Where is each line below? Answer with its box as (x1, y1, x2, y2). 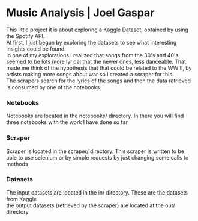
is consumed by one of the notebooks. (6, 83, 102, 90)
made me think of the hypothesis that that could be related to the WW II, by (6, 64, 192, 72)
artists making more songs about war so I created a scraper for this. (6, 70, 174, 78)
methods (6, 160, 28, 167)
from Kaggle (6, 195, 37, 202)
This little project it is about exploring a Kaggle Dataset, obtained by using (6, 26, 189, 33)
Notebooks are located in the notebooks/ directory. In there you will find (6, 112, 184, 120)
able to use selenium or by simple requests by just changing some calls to (6, 154, 189, 161)
